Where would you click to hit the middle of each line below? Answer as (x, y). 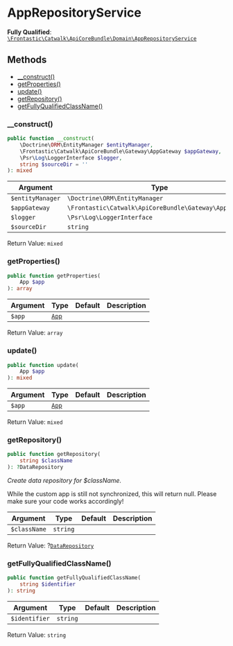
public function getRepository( (54, 454)
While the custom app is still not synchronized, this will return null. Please (112, 494)
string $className (46, 461)
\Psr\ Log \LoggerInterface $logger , (71, 158)
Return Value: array (35, 333)
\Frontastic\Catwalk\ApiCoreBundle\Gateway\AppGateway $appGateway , (121, 151)
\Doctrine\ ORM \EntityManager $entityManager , (87, 145)
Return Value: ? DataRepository (51, 545)
